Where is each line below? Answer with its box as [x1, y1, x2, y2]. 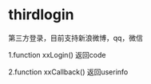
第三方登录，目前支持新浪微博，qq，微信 [8, 33, 144, 42]
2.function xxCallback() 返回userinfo [8, 66, 129, 77]
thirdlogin [8, 6, 74, 24]
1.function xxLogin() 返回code [8, 50, 106, 59]
